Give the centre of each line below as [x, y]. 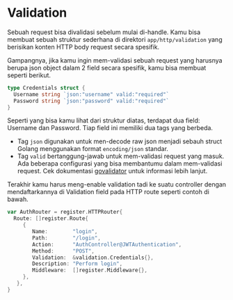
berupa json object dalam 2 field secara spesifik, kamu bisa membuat [107, 68]
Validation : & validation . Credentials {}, [93, 258]
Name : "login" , [65, 232]
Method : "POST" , [64, 251]
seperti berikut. [29, 75]
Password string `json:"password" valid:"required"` [91, 101]
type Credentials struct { [46, 88]
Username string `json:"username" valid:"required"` [91, 94]
